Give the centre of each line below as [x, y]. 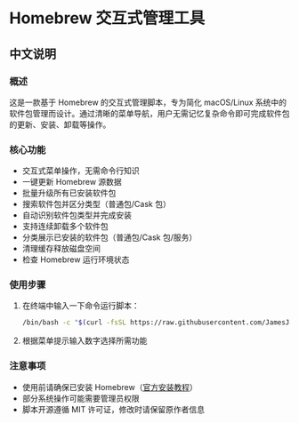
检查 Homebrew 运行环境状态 [76, 259]
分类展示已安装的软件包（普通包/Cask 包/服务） [109, 237]
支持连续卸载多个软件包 [65, 227]
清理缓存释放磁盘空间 [61, 249]
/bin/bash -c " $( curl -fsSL [74, 323]
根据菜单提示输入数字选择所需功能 [85, 341]
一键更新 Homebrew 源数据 [72, 182]
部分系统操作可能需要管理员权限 [81, 398]
